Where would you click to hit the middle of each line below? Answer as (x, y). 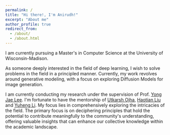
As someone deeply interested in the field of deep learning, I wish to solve (83, 68)
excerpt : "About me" (27, 19)
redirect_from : (21, 29)
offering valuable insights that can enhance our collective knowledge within (84, 121)
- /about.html (25, 39)
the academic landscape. (32, 127)
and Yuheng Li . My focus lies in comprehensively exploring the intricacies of (85, 105)
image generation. (24, 84)
